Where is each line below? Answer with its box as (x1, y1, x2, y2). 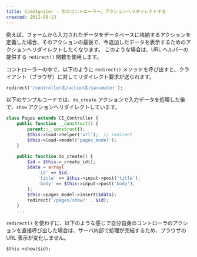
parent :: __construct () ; (27, 126, 85, 133)
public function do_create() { (16, 153, 94, 159)
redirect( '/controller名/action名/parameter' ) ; (6, 85, 123, 91)
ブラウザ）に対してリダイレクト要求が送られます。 (31, 73, 155, 80)
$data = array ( (27, 164, 65, 170)
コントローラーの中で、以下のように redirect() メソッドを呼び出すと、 (6, 65, 179, 73)
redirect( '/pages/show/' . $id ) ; (27, 197, 109, 203)
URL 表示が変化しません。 (6, 234, 69, 242)
